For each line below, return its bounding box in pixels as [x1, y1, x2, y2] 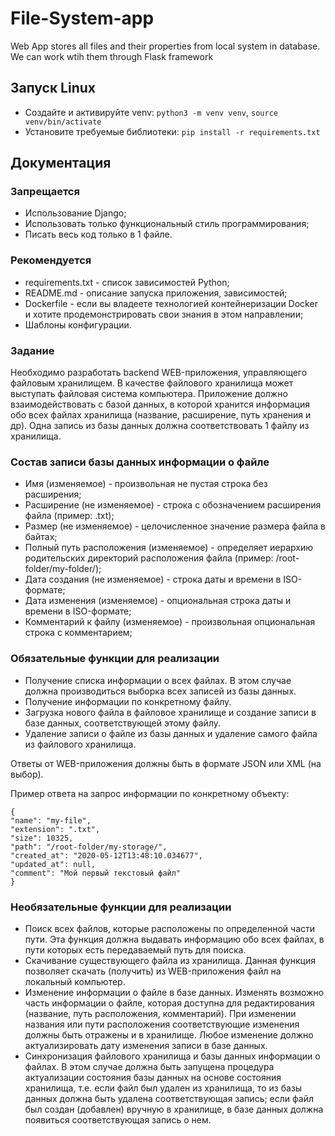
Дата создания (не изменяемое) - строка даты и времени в [24, 573, 282, 586]
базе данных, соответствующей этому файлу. [24, 717, 222, 729]
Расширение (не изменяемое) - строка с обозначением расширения [24, 499, 322, 511]
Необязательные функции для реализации [10, 900, 232, 914]
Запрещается [10, 185, 80, 199]
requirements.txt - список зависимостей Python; [24, 276, 230, 288]
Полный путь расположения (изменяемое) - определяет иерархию [24, 542, 314, 554]
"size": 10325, [10, 833, 74, 843]
